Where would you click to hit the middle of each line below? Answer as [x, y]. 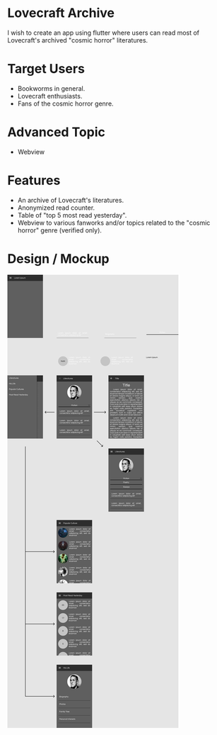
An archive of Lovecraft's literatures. [71, 200]
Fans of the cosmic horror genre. [66, 103]
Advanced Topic [57, 132]
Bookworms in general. [51, 88]
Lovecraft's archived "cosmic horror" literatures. [78, 40]
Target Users [46, 69]
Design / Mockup [58, 258]
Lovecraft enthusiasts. [50, 96]
